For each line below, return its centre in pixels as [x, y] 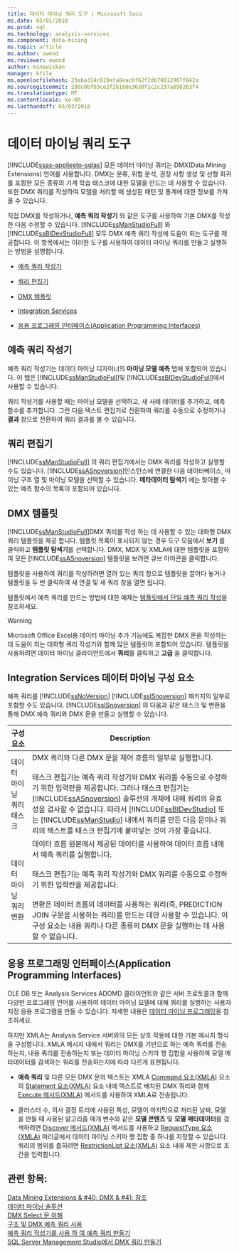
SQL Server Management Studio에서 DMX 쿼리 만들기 [85, 1242]
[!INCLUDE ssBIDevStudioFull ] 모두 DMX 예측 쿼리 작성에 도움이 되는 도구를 [114, 233]
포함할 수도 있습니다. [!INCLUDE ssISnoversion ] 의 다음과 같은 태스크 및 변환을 [117, 705]
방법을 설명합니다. [39, 251]
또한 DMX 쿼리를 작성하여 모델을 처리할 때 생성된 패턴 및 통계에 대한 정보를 [111, 191]
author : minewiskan [36, 67]
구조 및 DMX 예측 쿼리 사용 [45, 1224]
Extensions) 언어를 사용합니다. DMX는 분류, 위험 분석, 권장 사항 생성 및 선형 [113, 174]
